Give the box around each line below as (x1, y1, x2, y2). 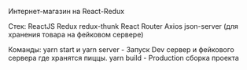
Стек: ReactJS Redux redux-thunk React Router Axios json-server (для (8, 22, 238, 30)
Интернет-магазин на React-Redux (8, 7, 124, 16)
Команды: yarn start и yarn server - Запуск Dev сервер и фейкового (8, 45, 234, 54)
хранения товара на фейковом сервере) (8, 30, 144, 39)
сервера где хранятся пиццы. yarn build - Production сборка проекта (8, 54, 240, 62)
